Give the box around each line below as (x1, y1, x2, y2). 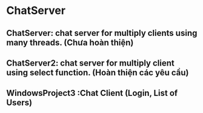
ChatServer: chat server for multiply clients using (6, 28, 198, 38)
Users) (6, 98, 32, 108)
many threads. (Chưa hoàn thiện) (6, 37, 134, 47)
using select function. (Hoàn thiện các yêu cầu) (6, 67, 189, 78)
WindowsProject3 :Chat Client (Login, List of (6, 88, 178, 98)
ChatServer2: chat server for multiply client (6, 58, 175, 68)
